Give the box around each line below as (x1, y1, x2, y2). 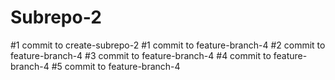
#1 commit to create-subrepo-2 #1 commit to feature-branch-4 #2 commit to (10, 39, 326, 51)
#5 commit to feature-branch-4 (51, 60, 181, 72)
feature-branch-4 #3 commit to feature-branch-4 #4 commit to (10, 49, 272, 61)
